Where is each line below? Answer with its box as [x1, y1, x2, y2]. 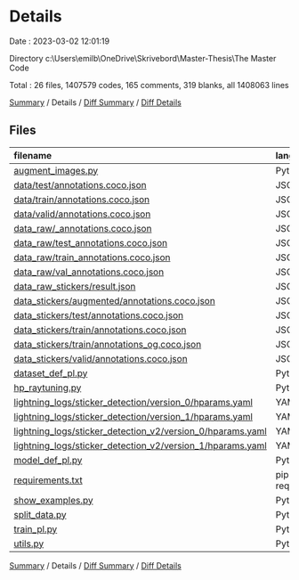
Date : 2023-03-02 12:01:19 [9, 36, 109, 46]
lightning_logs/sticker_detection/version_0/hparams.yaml [13, 396, 254, 408]
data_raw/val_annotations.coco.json [13, 265, 165, 278]
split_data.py [13, 508, 67, 520]
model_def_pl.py [13, 453, 83, 466]
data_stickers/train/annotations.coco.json [13, 323, 187, 336]
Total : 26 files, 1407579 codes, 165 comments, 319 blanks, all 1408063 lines [9, 79, 289, 90]
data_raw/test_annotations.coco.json [13, 236, 167, 249]
